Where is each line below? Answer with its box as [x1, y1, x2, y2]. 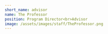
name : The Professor [4, 12, 48, 17]
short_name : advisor [4, 7, 48, 12]
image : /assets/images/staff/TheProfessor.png [4, 21, 103, 26]
